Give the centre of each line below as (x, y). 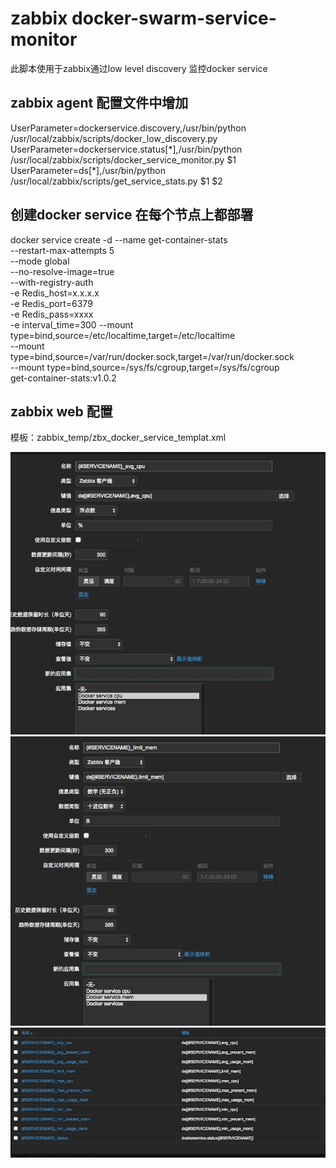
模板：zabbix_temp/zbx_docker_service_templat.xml (118, 438)
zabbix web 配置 (61, 411)
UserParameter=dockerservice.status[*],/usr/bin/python (126, 149)
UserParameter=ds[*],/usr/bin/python (88, 170)
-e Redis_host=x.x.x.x (55, 293)
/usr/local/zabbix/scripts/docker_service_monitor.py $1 (123, 159)
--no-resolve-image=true (62, 271)
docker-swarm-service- (174, 18)
